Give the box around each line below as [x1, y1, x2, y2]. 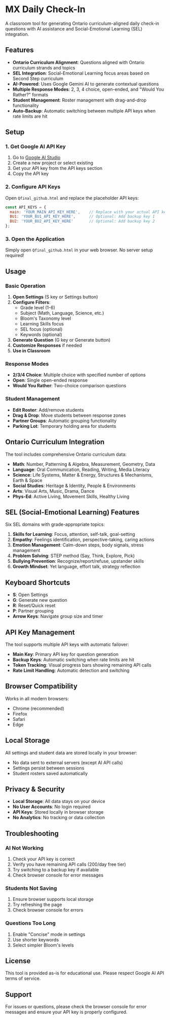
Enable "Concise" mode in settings [12, 931, 86, 937]
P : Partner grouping [12, 608, 54, 614]
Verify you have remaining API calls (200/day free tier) [12, 861, 126, 867]
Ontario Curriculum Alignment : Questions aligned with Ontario [12, 59, 145, 65]
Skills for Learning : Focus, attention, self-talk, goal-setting [12, 531, 136, 537]
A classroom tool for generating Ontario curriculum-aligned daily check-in [5, 20, 159, 26]
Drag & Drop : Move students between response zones [12, 412, 126, 418]
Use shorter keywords [12, 936, 59, 942]
